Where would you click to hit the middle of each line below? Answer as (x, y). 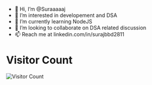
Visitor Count (39, 60)
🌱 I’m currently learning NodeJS (53, 21)
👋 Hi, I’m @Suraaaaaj (40, 9)
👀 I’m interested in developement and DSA (66, 15)
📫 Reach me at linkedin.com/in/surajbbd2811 (70, 34)
